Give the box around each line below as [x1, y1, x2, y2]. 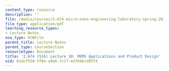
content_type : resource [5, 7, 55, 12]
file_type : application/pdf [5, 21, 64, 26]
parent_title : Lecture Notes [5, 40, 66, 45]
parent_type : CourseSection [5, 44, 64, 49]
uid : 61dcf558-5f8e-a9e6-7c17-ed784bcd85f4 [5, 58, 98, 63]
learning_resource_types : [5, 26, 59, 31]
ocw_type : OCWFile [5, 35, 44, 40]
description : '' [5, 12, 39, 17]
